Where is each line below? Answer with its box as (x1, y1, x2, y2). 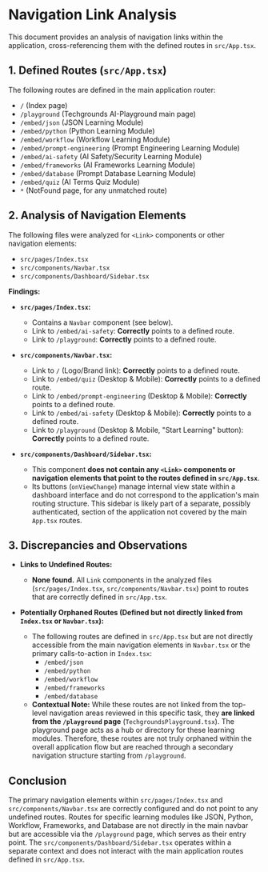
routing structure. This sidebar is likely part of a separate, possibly (31, 498, 250, 508)
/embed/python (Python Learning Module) (19, 126, 155, 135)
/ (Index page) (19, 100, 68, 110)
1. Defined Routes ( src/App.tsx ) (8, 64, 167, 78)
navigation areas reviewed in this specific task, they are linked (49, 708, 255, 718)
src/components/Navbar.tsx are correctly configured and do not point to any (8, 804, 258, 814)
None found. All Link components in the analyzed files (31, 575, 212, 585)
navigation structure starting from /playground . (31, 750, 186, 761)
